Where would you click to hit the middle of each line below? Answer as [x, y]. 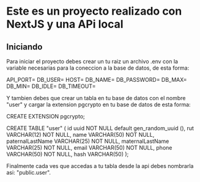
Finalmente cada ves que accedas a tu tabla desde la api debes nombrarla [100, 166]
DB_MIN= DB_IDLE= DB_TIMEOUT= [51, 86]
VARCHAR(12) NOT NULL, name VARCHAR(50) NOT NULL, [80, 135]
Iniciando [24, 47]
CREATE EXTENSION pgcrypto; [46, 116]
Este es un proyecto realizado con [94, 11]
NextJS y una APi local [65, 24]
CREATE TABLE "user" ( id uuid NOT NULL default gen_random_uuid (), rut [100, 128]
